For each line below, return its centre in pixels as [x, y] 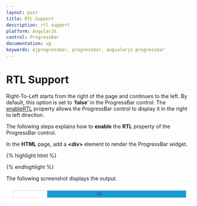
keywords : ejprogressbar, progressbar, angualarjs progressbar [86, 50]
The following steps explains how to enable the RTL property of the [88, 126]
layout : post [22, 12]
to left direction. [25, 115]
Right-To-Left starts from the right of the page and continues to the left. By [97, 96]
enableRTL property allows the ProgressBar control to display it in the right [97, 109]
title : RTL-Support [30, 19]
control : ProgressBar [33, 37]
